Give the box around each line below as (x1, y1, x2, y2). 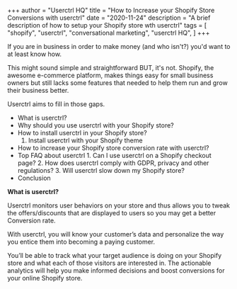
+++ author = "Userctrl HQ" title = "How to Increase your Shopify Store (7, 6, 215, 14)
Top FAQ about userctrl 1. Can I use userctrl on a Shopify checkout (17, 152, 212, 159)
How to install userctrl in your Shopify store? (17, 129, 147, 137)
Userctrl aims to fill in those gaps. (7, 100, 105, 108)
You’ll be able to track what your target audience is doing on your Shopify (7, 251, 222, 259)
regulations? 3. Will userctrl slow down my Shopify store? (17, 166, 185, 174)
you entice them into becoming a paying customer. (7, 237, 156, 246)
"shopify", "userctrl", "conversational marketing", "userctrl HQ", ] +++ (7, 28, 210, 37)
